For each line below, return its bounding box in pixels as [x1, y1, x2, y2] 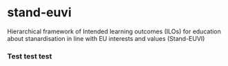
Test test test [7, 51, 52, 61]
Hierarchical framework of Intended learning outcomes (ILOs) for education [7, 27, 222, 35]
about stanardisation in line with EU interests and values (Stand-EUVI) [7, 34, 205, 42]
